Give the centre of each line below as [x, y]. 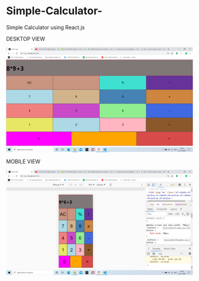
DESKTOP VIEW [26, 39]
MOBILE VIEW [23, 162]
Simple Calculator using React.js [45, 27]
